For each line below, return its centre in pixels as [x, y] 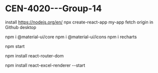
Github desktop [21, 27]
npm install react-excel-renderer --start [45, 65]
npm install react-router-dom [34, 56]
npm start [15, 46]
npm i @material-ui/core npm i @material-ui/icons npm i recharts [71, 37]
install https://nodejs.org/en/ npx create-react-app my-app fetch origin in [79, 22]
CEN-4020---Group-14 [53, 9]
